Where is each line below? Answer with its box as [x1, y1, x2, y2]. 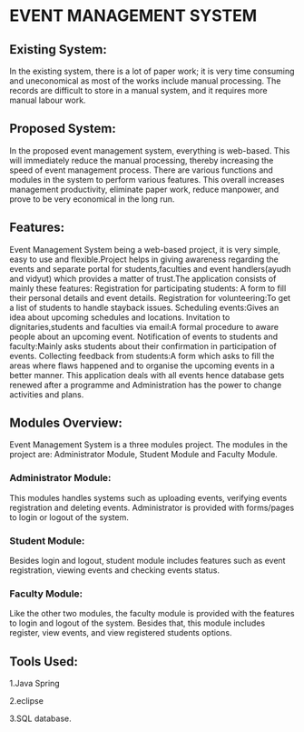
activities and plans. [9, 388, 84, 400]
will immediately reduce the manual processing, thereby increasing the [9, 155, 274, 165]
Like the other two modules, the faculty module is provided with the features [9, 608, 295, 619]
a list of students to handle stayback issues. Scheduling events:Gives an [9, 302, 279, 313]
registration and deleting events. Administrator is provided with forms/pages [9, 502, 295, 513]
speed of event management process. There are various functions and [9, 165, 274, 175]
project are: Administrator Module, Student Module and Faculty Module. [9, 449, 279, 460]
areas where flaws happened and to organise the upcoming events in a [9, 360, 275, 371]
